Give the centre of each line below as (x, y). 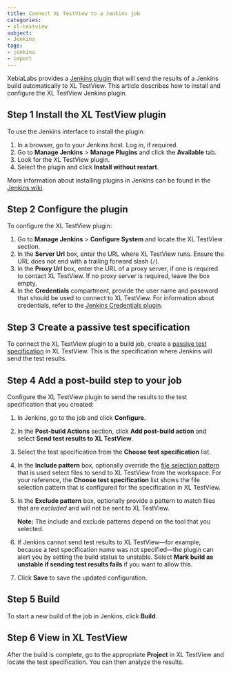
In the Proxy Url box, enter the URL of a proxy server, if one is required (118, 269)
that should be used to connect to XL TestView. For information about (116, 298)
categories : (24, 20)
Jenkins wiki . (26, 187)
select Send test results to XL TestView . (75, 439)
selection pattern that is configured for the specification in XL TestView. (119, 487)
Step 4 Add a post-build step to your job (94, 380)
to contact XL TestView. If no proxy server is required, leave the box (113, 276)
